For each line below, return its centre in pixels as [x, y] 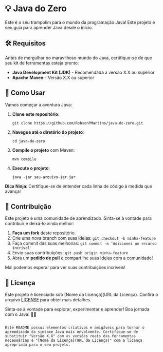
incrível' [22, 248]
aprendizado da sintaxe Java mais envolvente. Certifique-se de [72, 332]
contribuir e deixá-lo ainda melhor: [40, 224]
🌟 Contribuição [28, 206]
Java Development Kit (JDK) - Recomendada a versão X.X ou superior [83, 72]
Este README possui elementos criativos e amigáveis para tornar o [75, 328]
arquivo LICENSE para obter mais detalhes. [48, 300]
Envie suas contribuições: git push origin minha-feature [70, 253]
